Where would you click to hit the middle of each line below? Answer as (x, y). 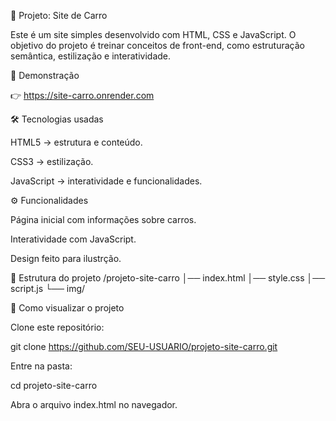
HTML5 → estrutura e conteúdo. (76, 142)
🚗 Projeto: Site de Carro (59, 15)
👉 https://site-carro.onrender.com (82, 95)
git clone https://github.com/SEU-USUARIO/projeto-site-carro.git (144, 346)
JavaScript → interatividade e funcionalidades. (106, 181)
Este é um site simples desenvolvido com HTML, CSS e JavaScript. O (153, 34)
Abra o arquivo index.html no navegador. (94, 404)
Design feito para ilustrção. (66, 258)
